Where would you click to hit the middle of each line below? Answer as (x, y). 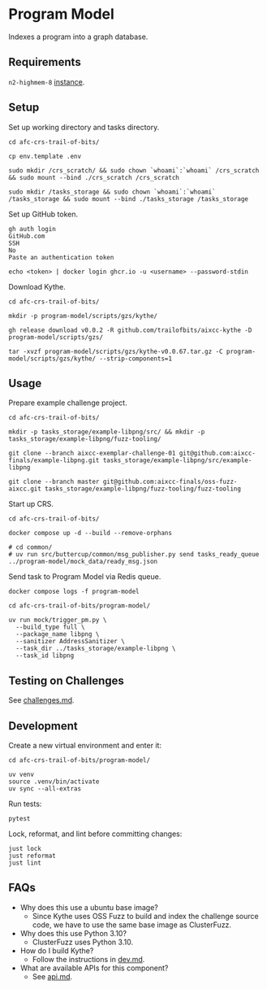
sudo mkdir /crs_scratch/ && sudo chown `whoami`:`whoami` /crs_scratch (134, 170)
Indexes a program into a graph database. (78, 37)
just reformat (32, 856)
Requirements (45, 62)
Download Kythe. (37, 286)
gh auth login (32, 229)
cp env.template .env (45, 156)
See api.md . (52, 976)
